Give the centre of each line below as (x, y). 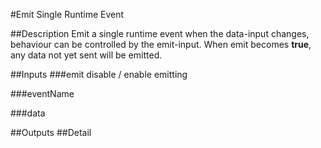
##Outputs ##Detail (51, 132)
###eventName (42, 93)
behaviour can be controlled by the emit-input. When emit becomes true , (161, 44)
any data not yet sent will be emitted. (86, 55)
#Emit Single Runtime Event (67, 14)
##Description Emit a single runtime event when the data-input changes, (160, 33)
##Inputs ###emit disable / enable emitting (99, 74)
